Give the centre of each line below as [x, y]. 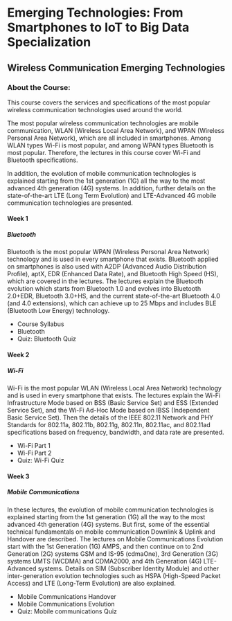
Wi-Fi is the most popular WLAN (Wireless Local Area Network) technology [114, 388]
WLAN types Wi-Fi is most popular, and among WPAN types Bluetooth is [110, 145]
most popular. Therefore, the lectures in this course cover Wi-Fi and [104, 152]
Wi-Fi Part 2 [34, 453]
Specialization [49, 42]
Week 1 [18, 219]
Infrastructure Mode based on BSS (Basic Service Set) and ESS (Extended [113, 403]
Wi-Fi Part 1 [34, 445]
